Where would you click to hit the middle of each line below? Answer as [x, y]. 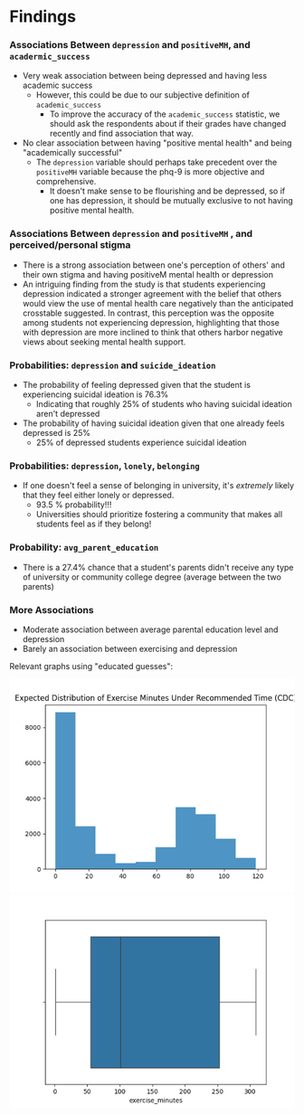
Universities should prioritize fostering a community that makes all [159, 515]
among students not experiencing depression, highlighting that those [151, 322]
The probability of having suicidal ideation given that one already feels [153, 423]
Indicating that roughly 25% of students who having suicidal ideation [164, 404]
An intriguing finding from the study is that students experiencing [144, 284]
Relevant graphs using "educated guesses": [91, 666]
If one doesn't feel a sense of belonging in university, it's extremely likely [158, 486]
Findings [43, 17]
